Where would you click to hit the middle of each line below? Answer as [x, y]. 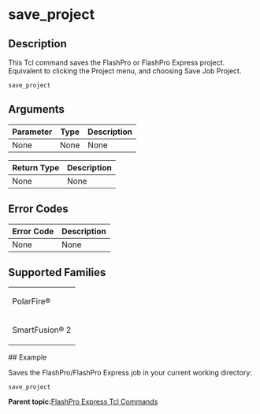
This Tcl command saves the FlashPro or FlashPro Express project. [117, 62]
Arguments [37, 109]
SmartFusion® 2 [42, 330]
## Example [28, 357]
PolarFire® [32, 301]
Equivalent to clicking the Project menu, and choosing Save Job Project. [125, 71]
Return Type [36, 167]
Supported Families [57, 272]
